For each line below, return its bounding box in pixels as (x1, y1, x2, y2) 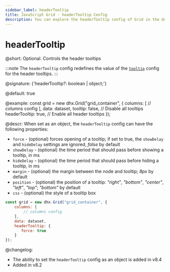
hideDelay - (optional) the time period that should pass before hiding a (12, 158, 159, 164)
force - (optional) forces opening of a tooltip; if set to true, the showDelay (12, 136, 163, 142)
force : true (21, 228, 47, 233)
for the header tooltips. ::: (5, 71, 58, 77)
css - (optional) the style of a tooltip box (12, 190, 96, 196)
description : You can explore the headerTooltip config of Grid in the (5, 17, 159, 22)
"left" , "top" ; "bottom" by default (12, 185, 81, 191)
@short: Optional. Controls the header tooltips (5, 55, 101, 61)
